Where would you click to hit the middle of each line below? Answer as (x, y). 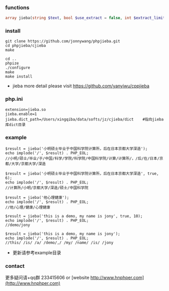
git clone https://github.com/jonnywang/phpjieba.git (63, 41)
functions (17, 8)
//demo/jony (18, 225)
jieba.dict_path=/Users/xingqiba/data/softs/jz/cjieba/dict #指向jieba (84, 119)
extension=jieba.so (26, 109)
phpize (12, 64)
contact (15, 266)
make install (19, 77)
